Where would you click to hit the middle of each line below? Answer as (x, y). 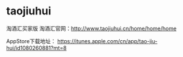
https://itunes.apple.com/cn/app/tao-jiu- (107, 41)
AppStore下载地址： (31, 41)
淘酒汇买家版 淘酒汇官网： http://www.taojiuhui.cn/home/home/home (91, 28)
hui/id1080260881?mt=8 (36, 48)
